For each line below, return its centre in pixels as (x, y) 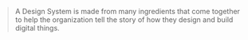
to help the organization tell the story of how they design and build (124, 20)
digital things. (37, 28)
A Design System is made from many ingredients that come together (128, 11)
